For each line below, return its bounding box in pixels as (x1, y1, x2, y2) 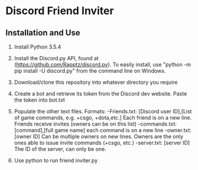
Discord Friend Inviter (5, 4, 114, 18)
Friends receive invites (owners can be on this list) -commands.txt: (14, 120, 177, 127)
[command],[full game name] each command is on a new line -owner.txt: (14, 127, 191, 133)
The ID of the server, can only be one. (14, 146, 107, 152)
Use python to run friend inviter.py (14, 157, 98, 164)
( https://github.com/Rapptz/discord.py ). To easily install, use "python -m (14, 61, 191, 68)
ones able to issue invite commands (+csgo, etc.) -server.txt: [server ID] (14, 139, 190, 146)
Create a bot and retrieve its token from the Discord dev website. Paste (14, 90, 187, 97)
